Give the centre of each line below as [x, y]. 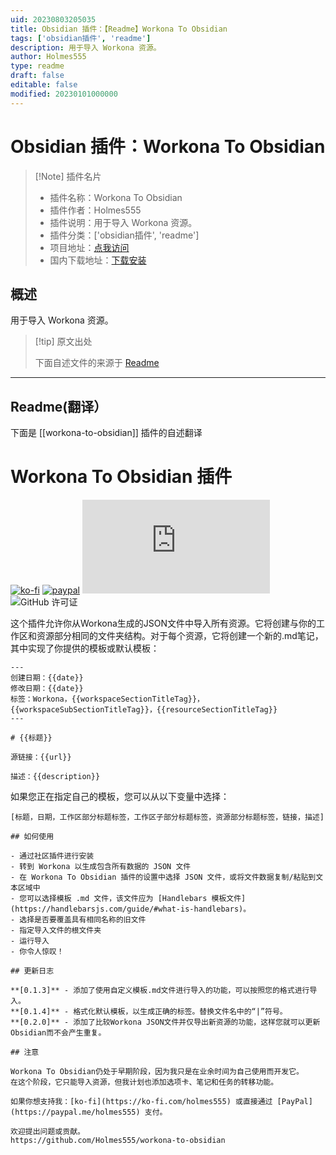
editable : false [44, 85]
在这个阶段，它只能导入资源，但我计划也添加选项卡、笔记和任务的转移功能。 [144, 1082]
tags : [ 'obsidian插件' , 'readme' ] [81, 38]
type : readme [37, 66]
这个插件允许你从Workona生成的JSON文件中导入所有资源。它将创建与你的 [163, 623]
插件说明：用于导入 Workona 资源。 [123, 222]
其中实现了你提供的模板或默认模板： [85, 648]
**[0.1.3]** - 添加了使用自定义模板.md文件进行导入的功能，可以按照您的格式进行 [160, 991]
